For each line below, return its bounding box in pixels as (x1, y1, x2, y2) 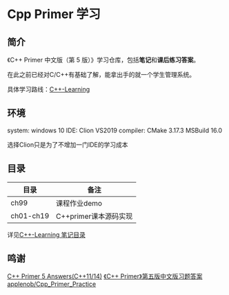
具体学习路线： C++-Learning (7, 85, 90, 93)
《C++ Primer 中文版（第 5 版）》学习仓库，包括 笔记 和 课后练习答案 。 (7, 56, 200, 64)
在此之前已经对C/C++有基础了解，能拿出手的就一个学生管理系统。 (7, 71, 196, 78)
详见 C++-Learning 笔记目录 (7, 230, 86, 239)
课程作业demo (56, 198, 102, 208)
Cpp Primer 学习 (7, 6, 101, 22)
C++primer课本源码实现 (56, 211, 133, 221)
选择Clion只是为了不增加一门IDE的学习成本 (7, 140, 128, 149)
